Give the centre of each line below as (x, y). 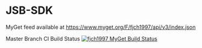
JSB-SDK (30, 10)
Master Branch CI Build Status (43, 38)
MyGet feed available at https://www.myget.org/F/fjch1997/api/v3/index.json (101, 27)
